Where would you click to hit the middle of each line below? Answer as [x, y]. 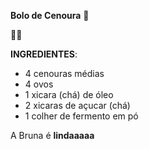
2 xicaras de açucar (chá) [77, 105]
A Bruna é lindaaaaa [52, 135]
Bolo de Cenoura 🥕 [50, 15]
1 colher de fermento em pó [81, 116]
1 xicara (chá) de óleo [69, 94]
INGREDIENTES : [44, 54]
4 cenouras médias [64, 73]
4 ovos [39, 84]
